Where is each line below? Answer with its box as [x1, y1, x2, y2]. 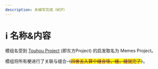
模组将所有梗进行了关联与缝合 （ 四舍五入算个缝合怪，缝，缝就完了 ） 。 [5, 58, 147, 64]
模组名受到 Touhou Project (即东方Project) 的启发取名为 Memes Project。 [5, 48, 156, 54]
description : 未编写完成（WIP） [5, 7, 67, 12]
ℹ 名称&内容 [5, 30, 51, 41]
